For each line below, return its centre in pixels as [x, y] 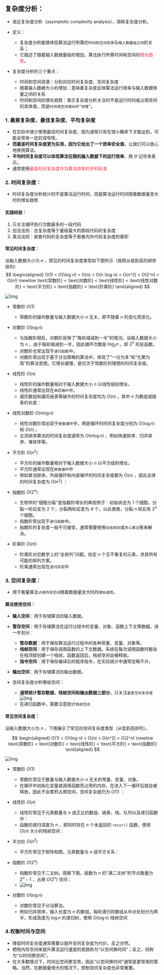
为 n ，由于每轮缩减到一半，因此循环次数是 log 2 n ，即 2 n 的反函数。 [88, 344]
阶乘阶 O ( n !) [24, 544]
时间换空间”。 [37, 955]
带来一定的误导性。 [40, 138]
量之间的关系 [32, 94]
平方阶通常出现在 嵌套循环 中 [46, 469]
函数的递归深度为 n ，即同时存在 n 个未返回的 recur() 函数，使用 [85, 825]
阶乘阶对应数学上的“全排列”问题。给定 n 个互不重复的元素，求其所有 [89, 554]
